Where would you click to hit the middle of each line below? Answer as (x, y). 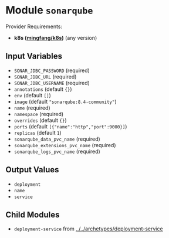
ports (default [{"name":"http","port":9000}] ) (70, 126)
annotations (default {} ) (43, 89)
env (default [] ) (32, 95)
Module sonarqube (49, 10)
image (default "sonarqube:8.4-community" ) (65, 101)
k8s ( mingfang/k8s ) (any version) (55, 38)
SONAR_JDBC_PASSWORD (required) (52, 70)
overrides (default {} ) (40, 120)
